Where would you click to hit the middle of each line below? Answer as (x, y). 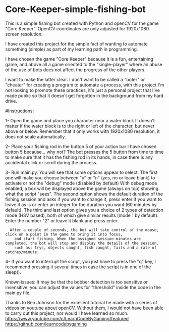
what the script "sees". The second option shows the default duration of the (84, 194)
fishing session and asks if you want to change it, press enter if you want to (84, 199)
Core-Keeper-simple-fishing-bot (76, 9)
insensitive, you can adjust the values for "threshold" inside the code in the (83, 287)
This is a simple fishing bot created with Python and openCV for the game (82, 23)
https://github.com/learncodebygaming (46, 324)
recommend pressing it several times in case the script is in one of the (78, 267)
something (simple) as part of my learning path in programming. (72, 49)
